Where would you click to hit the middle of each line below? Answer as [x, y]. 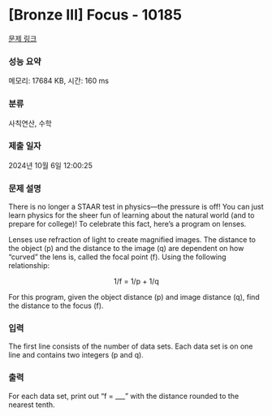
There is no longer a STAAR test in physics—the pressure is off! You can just [136, 207]
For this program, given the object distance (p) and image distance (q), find [134, 297]
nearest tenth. [32, 405]
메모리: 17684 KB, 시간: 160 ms [59, 81]
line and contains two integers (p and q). [76, 355]
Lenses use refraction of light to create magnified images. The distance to [132, 240]
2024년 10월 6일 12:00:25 [51, 165]
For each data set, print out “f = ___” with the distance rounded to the [124, 396]
